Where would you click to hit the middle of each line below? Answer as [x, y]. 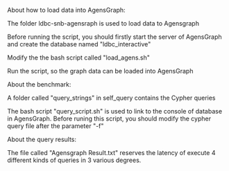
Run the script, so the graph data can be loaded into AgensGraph [100, 71]
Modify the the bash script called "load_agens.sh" [79, 57]
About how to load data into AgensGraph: [67, 10]
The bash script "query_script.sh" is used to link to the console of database [115, 111]
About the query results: [42, 139]
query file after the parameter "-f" [56, 126]
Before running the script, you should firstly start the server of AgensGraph [114, 37]
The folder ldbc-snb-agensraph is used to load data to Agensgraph [103, 23]
